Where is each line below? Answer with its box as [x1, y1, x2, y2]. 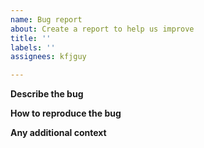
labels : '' [10, 42, 56, 53]
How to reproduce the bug [10, 107, 122, 120]
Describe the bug [10, 88, 84, 100]
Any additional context [10, 127, 107, 139]
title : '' [10, 33, 52, 43]
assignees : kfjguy [10, 52, 87, 62]
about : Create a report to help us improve [10, 24, 195, 34]
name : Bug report [10, 14, 83, 25]
